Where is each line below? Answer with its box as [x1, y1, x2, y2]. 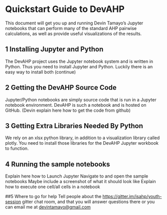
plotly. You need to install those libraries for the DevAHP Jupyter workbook [5, 140, 159, 146]
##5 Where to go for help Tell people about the [5, 194, 102, 200]
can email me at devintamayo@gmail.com [5, 204, 91, 210]
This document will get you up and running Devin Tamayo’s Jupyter [5, 20, 144, 26]
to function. [5, 146, 29, 152]
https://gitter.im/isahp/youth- [102, 194, 162, 200]
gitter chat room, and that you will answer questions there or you [22, 199, 155, 205]
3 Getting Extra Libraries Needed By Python [5, 121, 144, 130]
